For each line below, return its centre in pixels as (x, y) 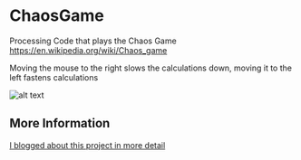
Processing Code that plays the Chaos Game (93, 41)
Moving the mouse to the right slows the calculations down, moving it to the (151, 68)
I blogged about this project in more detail (87, 145)
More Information (60, 123)
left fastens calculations (54, 77)
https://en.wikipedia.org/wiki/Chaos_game (88, 50)
